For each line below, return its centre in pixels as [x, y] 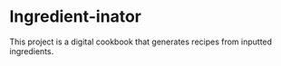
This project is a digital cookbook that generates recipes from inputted [141, 42]
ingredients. [32, 51]
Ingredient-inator [76, 17]
